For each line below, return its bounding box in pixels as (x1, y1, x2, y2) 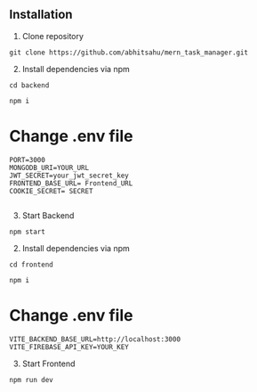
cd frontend (9, 260, 53, 269)
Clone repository (21, 30, 84, 41)
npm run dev (9, 375, 53, 384)
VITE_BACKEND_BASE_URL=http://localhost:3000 (9, 334, 181, 344)
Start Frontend (21, 358, 76, 369)
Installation (9, 7, 73, 22)
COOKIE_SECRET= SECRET (9, 186, 93, 195)
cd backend (9, 80, 50, 90)
